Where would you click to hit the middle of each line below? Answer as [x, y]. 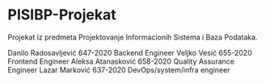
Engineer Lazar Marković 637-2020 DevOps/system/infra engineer [119, 69]
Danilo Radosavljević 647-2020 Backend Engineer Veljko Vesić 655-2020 [130, 52]
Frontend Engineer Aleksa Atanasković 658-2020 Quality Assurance [121, 61]
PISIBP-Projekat [62, 15]
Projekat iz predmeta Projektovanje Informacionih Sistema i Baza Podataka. [133, 37]
